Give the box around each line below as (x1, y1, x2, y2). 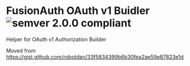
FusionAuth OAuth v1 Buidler (6, 4, 150, 18)
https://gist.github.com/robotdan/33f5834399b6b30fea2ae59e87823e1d (6, 53, 184, 60)
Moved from (6, 47, 36, 54)
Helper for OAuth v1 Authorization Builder (6, 36, 107, 43)
